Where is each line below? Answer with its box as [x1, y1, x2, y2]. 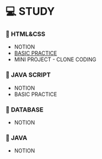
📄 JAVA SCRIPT [5, 71, 51, 79]
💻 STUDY [5, 5, 55, 18]
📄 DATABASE [5, 105, 44, 113]
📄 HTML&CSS [5, 30, 46, 39]
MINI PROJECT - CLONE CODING [14, 56, 97, 63]
